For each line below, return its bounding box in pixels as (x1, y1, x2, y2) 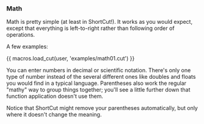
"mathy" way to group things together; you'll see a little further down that (6, 86, 191, 93)
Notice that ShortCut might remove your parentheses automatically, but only (6, 104, 199, 112)
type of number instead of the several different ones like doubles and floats (6, 73, 196, 81)
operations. (6, 31, 35, 38)
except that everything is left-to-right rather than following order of (6, 24, 175, 32)
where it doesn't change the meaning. (6, 111, 102, 119)
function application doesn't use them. (6, 93, 104, 100)
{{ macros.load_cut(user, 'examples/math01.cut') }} (6, 55, 135, 62)
